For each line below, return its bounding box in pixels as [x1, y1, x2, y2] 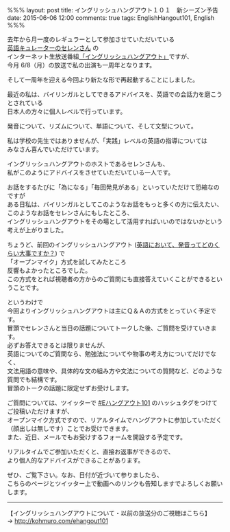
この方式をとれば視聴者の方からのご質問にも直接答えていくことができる [7, 275, 211, 283]
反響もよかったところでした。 [7, 267, 91, 274]
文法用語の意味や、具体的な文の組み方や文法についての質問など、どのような [7, 367, 222, 375]
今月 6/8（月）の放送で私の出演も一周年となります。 [7, 61, 156, 69]
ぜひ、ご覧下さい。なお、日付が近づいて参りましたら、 [7, 471, 163, 479]
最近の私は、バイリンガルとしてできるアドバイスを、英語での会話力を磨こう [7, 90, 222, 98]
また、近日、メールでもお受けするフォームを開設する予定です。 [7, 433, 187, 441]
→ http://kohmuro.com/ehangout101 [7, 517, 108, 524]
